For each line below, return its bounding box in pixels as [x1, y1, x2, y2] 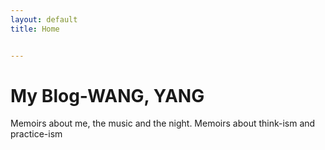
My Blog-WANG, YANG [10, 84, 205, 107]
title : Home [10, 24, 60, 34]
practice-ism [10, 128, 63, 140]
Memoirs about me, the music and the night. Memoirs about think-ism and [10, 117, 316, 130]
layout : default [10, 14, 78, 25]
